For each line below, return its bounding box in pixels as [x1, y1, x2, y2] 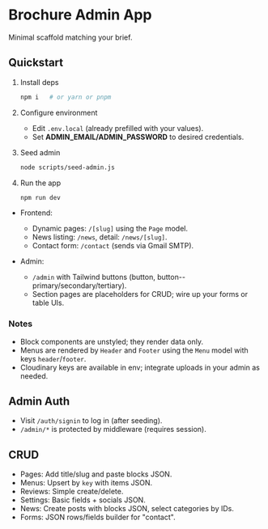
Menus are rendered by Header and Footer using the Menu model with [19, 345, 249, 355]
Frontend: [19, 208, 53, 218]
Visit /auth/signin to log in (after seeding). [19, 416, 163, 425]
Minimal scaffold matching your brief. [8, 32, 133, 42]
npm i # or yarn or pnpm [19, 93, 112, 101]
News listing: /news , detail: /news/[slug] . [32, 232, 168, 242]
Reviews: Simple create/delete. [19, 487, 124, 497]
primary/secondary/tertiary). [32, 281, 127, 290]
